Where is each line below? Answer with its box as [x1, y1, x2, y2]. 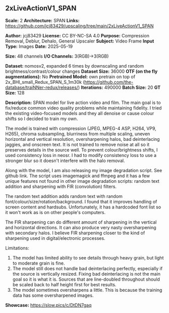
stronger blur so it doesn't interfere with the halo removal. [5, 158, 125, 164]
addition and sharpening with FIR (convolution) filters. [5, 183, 117, 189]
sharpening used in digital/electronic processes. [5, 235, 105, 241]
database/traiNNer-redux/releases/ [5, 84, 79, 90]
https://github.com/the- [84, 79, 134, 85]
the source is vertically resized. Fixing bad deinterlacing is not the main [12, 271, 160, 277]
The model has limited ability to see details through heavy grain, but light [12, 254, 164, 260]
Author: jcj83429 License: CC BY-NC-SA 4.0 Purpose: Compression [5, 32, 150, 38]
